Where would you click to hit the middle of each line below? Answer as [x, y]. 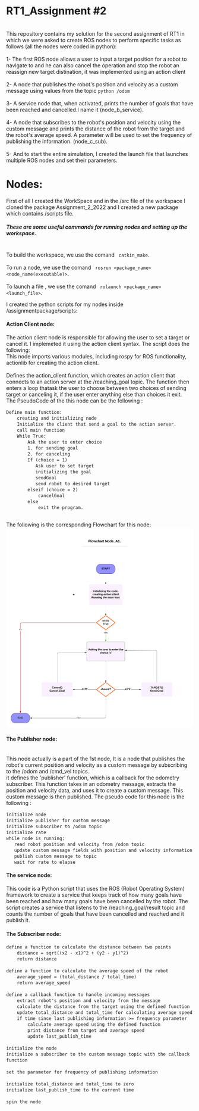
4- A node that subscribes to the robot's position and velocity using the [94, 122]
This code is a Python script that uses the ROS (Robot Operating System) [96, 888]
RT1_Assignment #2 [56, 11]
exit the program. [61, 508]
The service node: [29, 875]
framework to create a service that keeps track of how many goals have [94, 895]
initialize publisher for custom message [58, 820]
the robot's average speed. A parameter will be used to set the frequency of [99, 135]
